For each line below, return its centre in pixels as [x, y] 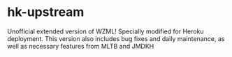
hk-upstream [46, 12]
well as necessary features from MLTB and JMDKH [81, 46]
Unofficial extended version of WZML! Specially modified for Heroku [106, 31]
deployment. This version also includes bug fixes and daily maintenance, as [116, 38]
